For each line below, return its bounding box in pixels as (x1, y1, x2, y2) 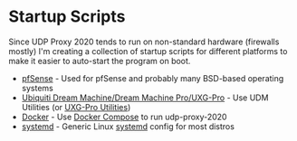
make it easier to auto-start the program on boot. (8, 55, 191, 66)
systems (21, 82, 53, 93)
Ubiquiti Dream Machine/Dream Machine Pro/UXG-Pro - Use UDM (21, 92, 269, 103)
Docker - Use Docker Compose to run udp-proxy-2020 (21, 111, 227, 122)
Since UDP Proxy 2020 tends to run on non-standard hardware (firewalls (8, 36, 280, 47)
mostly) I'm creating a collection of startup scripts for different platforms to (8, 45, 288, 56)
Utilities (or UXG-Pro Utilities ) (21, 101, 131, 112)
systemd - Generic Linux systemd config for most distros (21, 120, 235, 132)
